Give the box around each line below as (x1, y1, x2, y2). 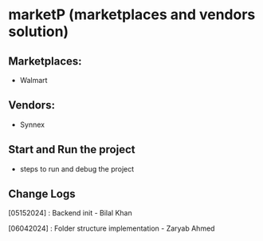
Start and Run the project (8, 143, 135, 156)
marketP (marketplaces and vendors (8, 6, 256, 24)
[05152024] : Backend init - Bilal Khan (8, 208, 133, 218)
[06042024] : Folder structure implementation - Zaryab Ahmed (8, 223, 215, 233)
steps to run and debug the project (19, 164, 135, 173)
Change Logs (8, 188, 76, 201)
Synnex (19, 120, 45, 129)
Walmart (19, 76, 48, 85)
